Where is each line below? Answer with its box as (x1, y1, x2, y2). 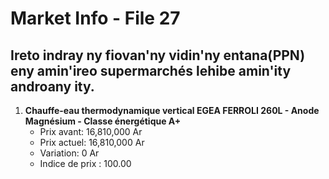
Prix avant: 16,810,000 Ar (39, 126, 143, 137)
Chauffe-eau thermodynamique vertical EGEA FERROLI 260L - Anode (24, 105, 320, 116)
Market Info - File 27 (10, 7, 181, 30)
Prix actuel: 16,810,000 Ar (39, 137, 145, 148)
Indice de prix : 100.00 (39, 158, 132, 169)
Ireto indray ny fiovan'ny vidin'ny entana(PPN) (10, 47, 306, 64)
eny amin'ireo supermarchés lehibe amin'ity (10, 62, 292, 79)
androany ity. (10, 78, 95, 95)
